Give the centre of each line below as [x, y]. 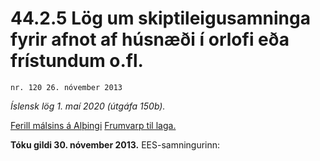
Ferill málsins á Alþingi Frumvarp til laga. [93, 125]
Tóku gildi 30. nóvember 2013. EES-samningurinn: [115, 144]
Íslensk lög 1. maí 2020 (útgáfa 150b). [88, 106]
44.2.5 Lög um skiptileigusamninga [160, 18]
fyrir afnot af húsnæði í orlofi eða [150, 39]
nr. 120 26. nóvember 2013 [66, 87]
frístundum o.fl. [77, 61]
